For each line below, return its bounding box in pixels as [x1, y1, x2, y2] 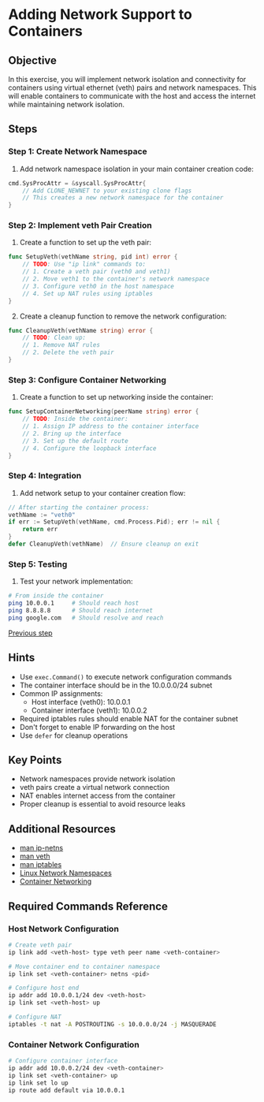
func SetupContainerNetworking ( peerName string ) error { [8, 408, 199, 415]
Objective [8, 54, 58, 67]
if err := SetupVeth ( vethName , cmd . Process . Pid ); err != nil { [8, 518, 221, 526]
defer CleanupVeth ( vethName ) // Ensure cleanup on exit [8, 540, 199, 549]
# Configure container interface [8, 1057, 118, 1065]
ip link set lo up [8, 1078, 69, 1087]
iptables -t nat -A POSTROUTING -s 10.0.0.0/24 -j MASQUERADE [8, 1020, 217, 1028]
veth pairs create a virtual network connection [19, 783, 169, 792]
